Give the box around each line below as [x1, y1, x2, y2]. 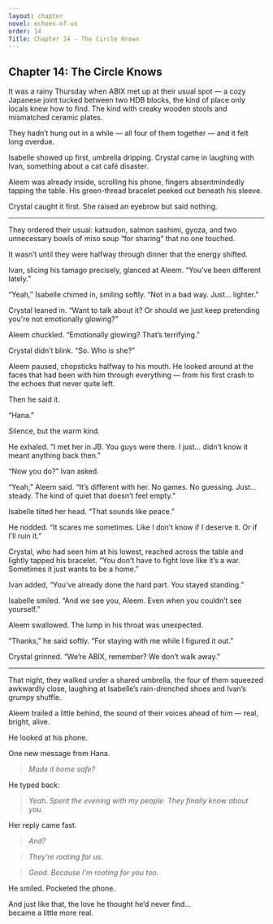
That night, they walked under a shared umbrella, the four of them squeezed [8, 675, 264, 685]
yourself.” [8, 605, 41, 614]
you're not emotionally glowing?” [8, 315, 119, 324]
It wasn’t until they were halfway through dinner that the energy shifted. [8, 249, 248, 259]
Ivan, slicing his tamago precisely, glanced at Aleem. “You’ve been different [8, 266, 262, 275]
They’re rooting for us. [28, 852, 104, 862]
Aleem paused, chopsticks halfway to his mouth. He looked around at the [8, 362, 253, 372]
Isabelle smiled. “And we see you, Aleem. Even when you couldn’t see [8, 596, 242, 605]
